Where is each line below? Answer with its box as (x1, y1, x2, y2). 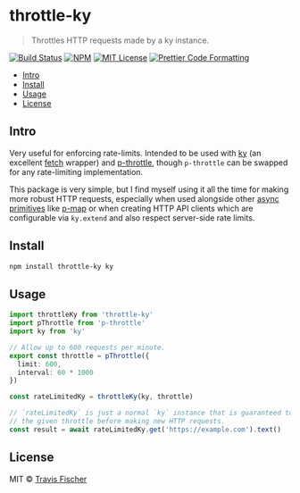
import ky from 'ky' (9, 327, 87, 336)
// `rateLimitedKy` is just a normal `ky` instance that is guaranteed (9, 408, 281, 418)
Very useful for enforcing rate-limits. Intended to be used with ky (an (9, 147, 262, 158)
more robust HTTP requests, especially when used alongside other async (9, 193, 279, 204)
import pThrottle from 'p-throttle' (9, 319, 146, 328)
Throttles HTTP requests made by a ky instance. (30, 35, 210, 46)
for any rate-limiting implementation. (9, 166, 144, 177)
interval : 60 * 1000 (17, 368, 94, 377)
